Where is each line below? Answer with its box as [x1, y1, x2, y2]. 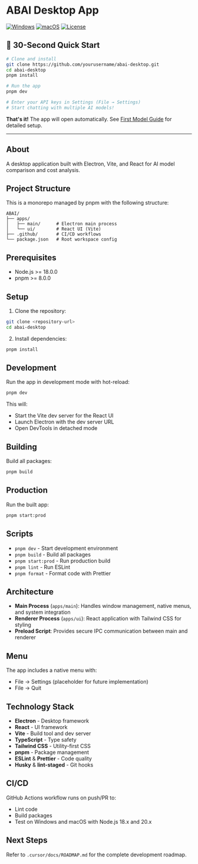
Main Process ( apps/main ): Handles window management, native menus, [14, 603, 192, 610]
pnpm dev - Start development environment [14, 545, 118, 552]
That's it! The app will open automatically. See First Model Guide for [6, 115, 172, 122]
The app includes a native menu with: [6, 666, 97, 674]
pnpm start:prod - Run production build [14, 557, 111, 564]
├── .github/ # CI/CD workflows [6, 231, 101, 237]
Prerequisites [6, 253, 57, 263]
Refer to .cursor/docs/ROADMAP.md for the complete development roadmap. [6, 851, 187, 858]
